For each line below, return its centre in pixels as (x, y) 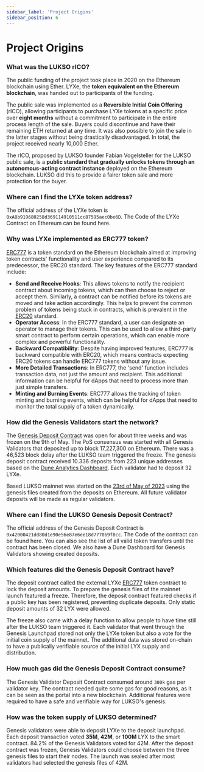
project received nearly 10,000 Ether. (53, 143)
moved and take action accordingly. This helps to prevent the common (104, 303)
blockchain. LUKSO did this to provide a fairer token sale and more (90, 175)
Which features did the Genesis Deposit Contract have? (90, 570)
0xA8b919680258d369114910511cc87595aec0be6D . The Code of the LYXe (93, 217)
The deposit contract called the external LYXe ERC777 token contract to (97, 583)
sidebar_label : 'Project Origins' (50, 12)
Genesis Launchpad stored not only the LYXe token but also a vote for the (99, 633)
